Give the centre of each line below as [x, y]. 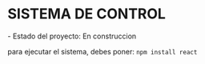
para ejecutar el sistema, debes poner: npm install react [102, 51]
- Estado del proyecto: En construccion [72, 36]
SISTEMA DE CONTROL [86, 14]
